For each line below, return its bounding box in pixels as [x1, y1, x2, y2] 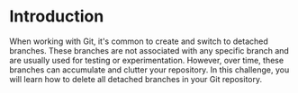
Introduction [9, 6, 104, 27]
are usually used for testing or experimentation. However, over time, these [9, 55, 284, 65]
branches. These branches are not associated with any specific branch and [9, 45, 290, 55]
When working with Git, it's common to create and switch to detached [9, 36, 268, 46]
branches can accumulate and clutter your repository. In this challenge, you [9, 64, 290, 75]
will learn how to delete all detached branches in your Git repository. [9, 73, 263, 84]
